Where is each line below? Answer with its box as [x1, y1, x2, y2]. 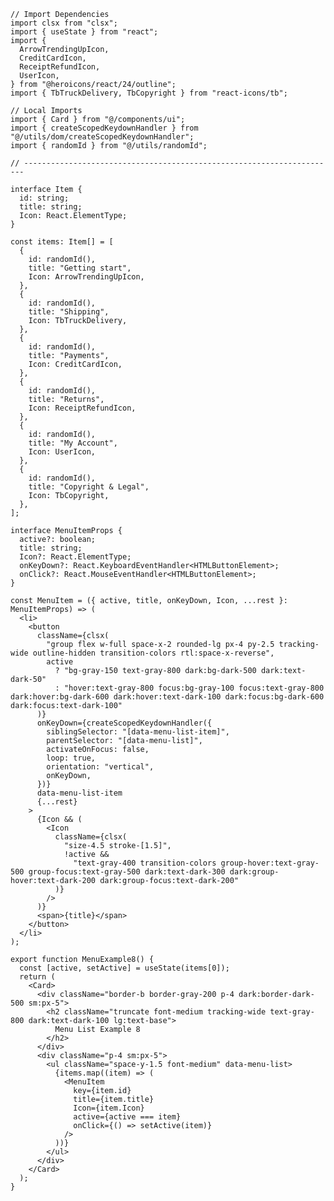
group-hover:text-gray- [220, 858, 320, 868]
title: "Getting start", [28, 263, 132, 273]
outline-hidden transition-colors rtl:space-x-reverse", [32, 648, 275, 658]
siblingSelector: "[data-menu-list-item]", [46, 727, 230, 737]
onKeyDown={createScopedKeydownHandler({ [36, 718, 213, 728]
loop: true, [46, 753, 97, 763]
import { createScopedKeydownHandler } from [10, 123, 199, 133]
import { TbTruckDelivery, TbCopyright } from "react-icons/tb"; [10, 88, 288, 98]
